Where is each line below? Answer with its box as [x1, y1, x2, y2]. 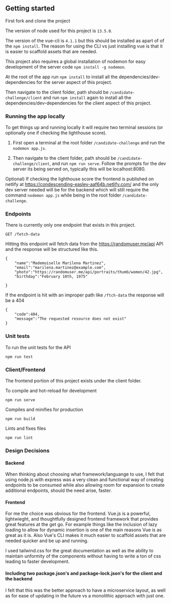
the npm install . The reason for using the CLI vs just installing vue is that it [5, 43, 163, 49]
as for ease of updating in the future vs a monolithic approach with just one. [5, 592, 165, 598]
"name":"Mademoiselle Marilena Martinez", [14, 261, 106, 266]
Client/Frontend [5, 366, 46, 373]
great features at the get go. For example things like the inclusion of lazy [5, 522, 157, 528]
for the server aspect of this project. [36, 79, 112, 85]
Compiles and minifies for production [5, 406, 83, 413]
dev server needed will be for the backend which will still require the [5, 187, 149, 193]
